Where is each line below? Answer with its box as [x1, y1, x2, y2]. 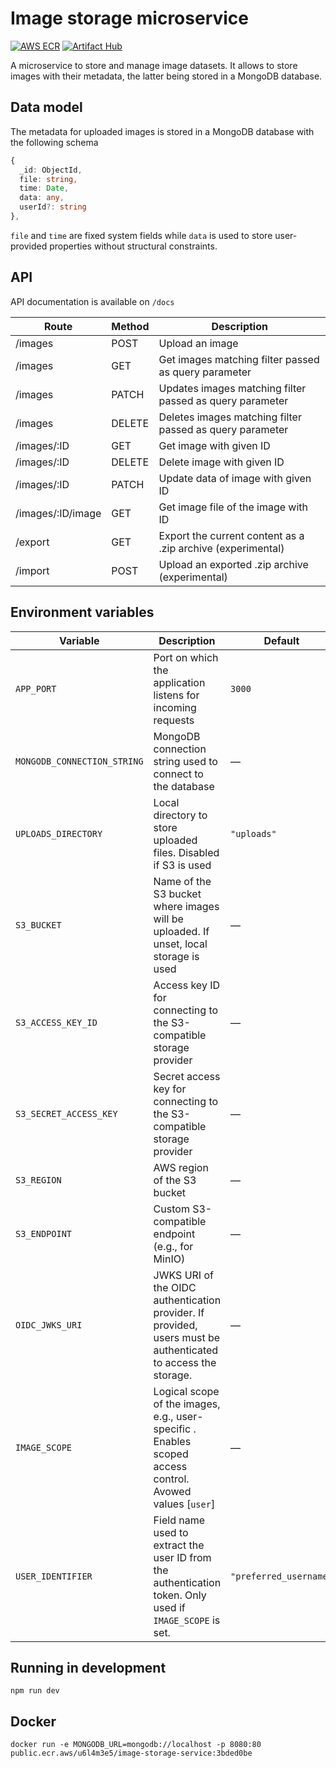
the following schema [10, 136, 99, 148]
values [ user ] [153, 1497, 216, 1511]
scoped [153, 1447, 189, 1461]
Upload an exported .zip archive [158, 557, 309, 571]
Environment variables [10, 604, 155, 621]
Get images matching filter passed [158, 352, 320, 366]
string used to [153, 754, 218, 768]
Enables [153, 1434, 192, 1448]
